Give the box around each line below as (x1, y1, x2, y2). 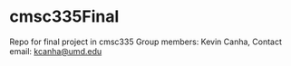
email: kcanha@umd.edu (9, 45, 102, 56)
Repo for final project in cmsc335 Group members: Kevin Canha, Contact (9, 36, 283, 47)
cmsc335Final (9, 6, 120, 27)
